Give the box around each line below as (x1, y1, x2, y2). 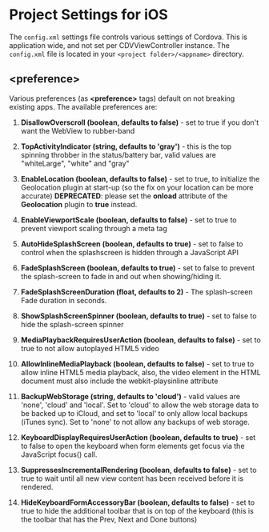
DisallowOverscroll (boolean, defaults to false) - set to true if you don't (20, 118, 259, 127)
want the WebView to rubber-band (20, 126, 135, 135)
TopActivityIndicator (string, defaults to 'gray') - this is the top (20, 142, 232, 151)
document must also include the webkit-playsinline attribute (20, 376, 219, 386)
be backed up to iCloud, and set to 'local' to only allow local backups (20, 408, 248, 418)
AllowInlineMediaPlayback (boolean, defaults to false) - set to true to (20, 358, 255, 369)
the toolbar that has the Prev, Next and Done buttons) (20, 514, 198, 524)
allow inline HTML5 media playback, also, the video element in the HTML (20, 367, 261, 377)
